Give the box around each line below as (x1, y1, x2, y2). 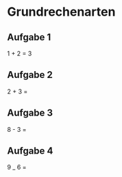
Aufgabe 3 (7, 107, 53, 119)
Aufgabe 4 (7, 145, 53, 157)
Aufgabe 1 (7, 31, 51, 43)
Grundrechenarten (7, 4, 116, 20)
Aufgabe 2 (7, 69, 53, 81)
